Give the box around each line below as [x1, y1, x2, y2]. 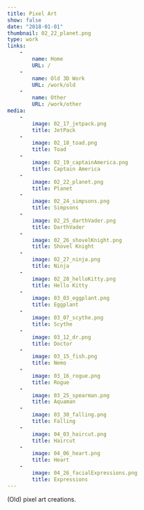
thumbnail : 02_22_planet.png [7, 29, 91, 37]
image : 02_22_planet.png [32, 178, 104, 185]
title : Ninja [32, 262, 70, 269]
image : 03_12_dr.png [32, 333, 91, 341]
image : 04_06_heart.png [32, 450, 100, 457]
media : [7, 107, 26, 114]
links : [7, 42, 26, 49]
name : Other [32, 95, 67, 102]
